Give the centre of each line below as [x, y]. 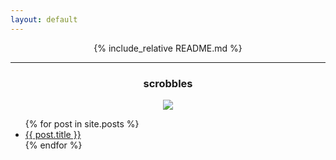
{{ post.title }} [53, 134]
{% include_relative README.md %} [168, 48]
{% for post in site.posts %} [82, 123]
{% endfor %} [53, 145]
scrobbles [168, 83]
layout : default [44, 19]
